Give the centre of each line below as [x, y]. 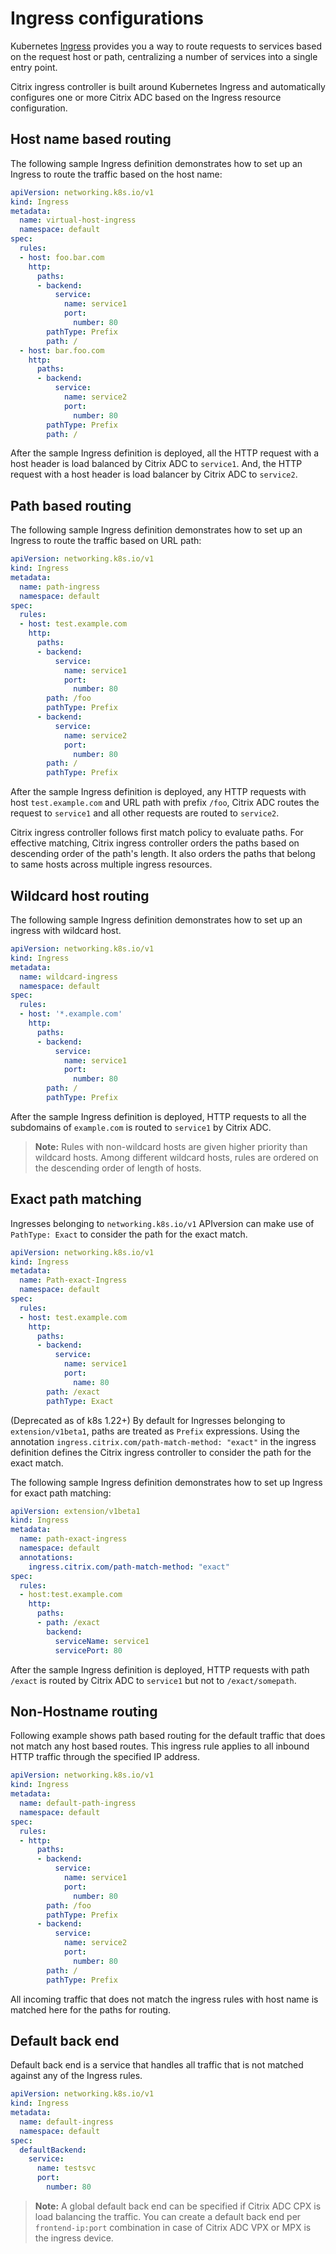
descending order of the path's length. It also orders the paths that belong [163, 854]
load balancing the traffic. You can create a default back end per [168, 2216]
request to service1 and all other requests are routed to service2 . [145, 813]
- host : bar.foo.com [62, 350]
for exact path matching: [61, 1493]
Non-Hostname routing [84, 1711]
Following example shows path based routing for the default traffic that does [168, 1736]
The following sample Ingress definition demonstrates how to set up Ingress [166, 1482]
